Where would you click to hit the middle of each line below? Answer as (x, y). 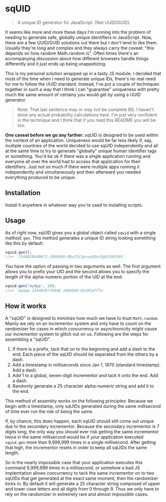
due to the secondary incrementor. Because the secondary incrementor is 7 (82, 426)
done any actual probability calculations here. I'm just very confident (87, 114)
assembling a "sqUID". (28, 339)
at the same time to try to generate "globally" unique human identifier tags (81, 151)
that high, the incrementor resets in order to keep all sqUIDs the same (76, 447)
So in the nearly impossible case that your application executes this (74, 462)
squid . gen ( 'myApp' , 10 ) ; (31, 286)
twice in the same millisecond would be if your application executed (74, 437)
